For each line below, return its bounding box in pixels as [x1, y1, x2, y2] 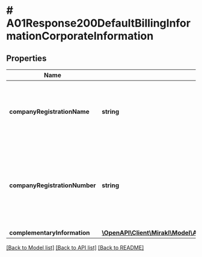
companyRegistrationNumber [9, 181, 96, 190]
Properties [6, 53, 47, 63]
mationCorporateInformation [6, 29, 154, 43]
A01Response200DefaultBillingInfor [6, 16, 191, 30]
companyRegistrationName [9, 108, 90, 116]
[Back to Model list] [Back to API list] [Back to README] [6, 244, 144, 251]
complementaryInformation [9, 229, 90, 237]
